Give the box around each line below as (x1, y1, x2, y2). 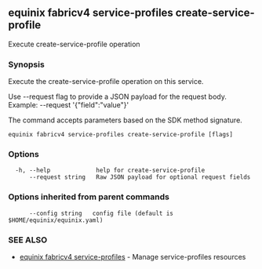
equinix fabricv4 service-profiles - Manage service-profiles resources (19, 253, 246, 261)
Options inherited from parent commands (8, 191, 170, 202)
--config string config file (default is (28, 209, 174, 217)
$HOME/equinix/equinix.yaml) (8, 216, 104, 224)
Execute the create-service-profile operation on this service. (8, 77, 204, 86)
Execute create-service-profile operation (8, 39, 140, 49)
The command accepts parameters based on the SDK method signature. (8, 115, 243, 125)
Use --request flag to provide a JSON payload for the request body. (8, 92, 227, 101)
